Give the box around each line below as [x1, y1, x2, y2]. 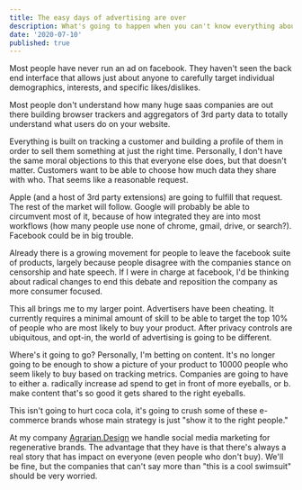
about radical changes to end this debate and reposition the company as [9, 277, 279, 287]
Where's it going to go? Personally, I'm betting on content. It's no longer [9, 349, 276, 360]
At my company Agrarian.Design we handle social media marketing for [9, 432, 271, 443]
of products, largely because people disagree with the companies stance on [9, 258, 292, 268]
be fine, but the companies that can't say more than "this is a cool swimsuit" [9, 461, 292, 472]
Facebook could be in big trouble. [9, 231, 134, 241]
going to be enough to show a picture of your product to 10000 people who [9, 359, 289, 370]
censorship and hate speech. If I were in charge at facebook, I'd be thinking [9, 267, 289, 277]
